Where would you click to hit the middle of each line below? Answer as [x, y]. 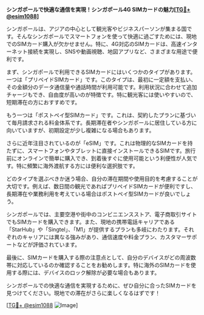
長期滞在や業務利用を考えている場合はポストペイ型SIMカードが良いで [93, 194]
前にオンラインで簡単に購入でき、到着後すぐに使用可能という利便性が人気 [99, 158]
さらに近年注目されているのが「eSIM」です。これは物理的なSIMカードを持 [100, 143]
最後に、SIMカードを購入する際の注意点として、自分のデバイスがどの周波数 [101, 257]
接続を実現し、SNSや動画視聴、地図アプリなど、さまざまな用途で [110, 51]
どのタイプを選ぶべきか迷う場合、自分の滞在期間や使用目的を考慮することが [102, 179]
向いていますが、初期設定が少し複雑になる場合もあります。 [80, 130]
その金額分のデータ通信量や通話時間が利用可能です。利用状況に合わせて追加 [102, 87]
